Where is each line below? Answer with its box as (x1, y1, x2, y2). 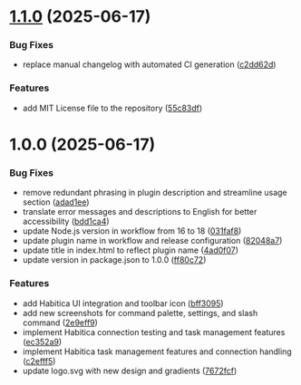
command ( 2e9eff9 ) (22, 317, 98, 328)
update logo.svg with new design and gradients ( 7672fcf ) (22, 365, 238, 376)
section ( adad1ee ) (22, 197, 90, 207)
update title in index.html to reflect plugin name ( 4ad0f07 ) (22, 245, 238, 255)
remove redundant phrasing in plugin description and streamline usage (22, 188, 287, 198)
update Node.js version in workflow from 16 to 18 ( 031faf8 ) (22, 226, 242, 236)
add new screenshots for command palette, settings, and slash (22, 307, 258, 318)
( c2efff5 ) (22, 355, 56, 366)
